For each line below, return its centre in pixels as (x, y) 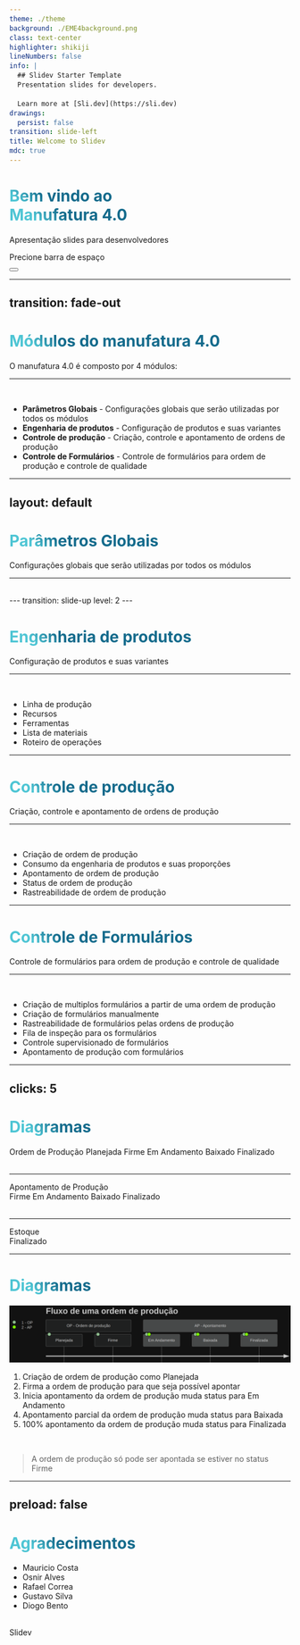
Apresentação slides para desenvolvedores (89, 239)
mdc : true (28, 151)
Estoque (25, 1232)
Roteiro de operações (62, 742)
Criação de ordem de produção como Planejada (110, 1376)
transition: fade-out (65, 303)
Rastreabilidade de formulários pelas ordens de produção (128, 1023)
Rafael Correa (48, 1587)
